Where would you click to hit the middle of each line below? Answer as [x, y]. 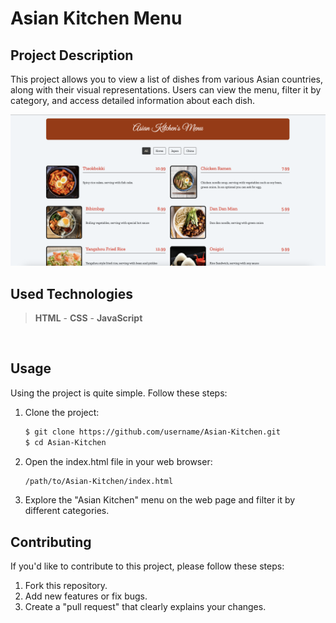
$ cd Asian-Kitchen [65, 442]
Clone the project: [62, 412]
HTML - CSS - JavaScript [88, 318]
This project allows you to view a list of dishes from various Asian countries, [167, 79]
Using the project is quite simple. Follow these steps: [119, 393]
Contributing [51, 542]
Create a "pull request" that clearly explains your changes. [145, 607]
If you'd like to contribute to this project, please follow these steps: [147, 566]
